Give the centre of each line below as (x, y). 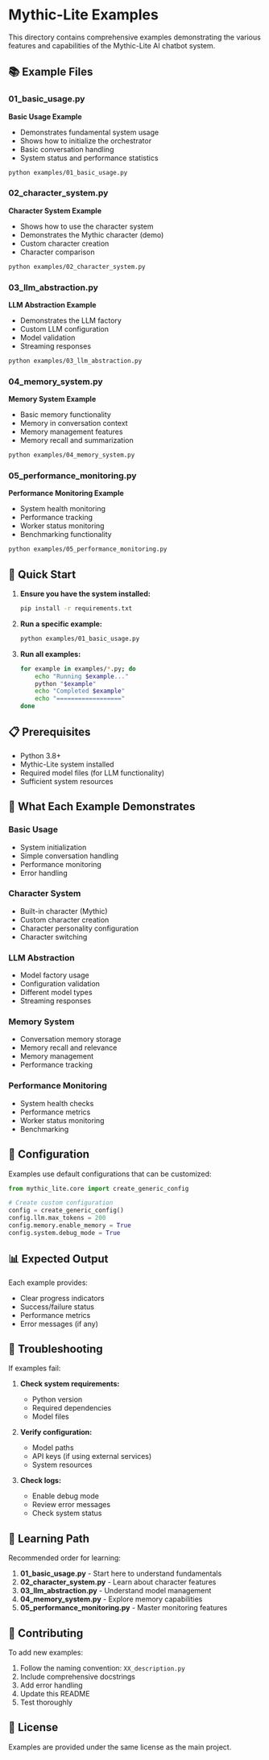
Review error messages (71, 1505)
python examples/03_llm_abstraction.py (75, 361)
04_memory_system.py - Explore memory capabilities (111, 1599)
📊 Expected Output (58, 1259)
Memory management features (71, 432)
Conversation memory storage (70, 1039)
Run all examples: (50, 654)
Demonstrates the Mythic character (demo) (92, 234)
